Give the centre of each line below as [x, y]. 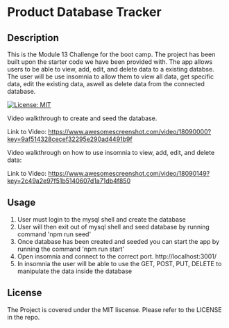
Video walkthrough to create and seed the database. [82, 118]
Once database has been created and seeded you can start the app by [118, 241]
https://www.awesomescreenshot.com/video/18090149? [129, 173]
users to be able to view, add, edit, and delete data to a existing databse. [111, 69]
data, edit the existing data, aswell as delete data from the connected [106, 84]
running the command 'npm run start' [71, 249]
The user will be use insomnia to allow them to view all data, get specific [110, 76]
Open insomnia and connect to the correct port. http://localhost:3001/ [117, 256]
